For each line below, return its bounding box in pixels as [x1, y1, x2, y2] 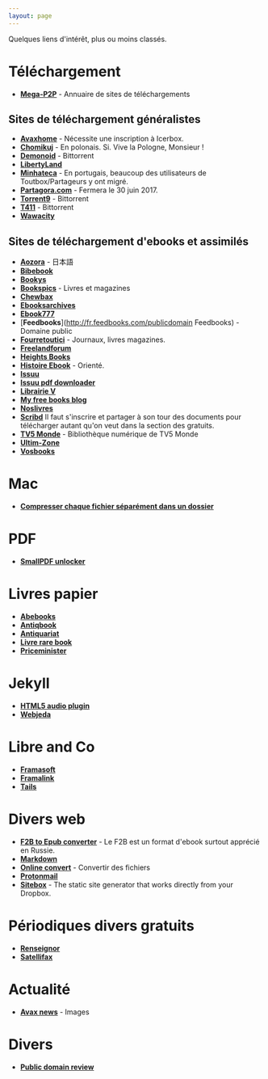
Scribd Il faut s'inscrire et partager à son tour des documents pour [19, 412, 242, 422]
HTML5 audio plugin [19, 701, 90, 710]
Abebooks [19, 612, 57, 621]
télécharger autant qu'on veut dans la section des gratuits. [19, 421, 215, 431]
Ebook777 [19, 309, 55, 319]
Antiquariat [19, 629, 60, 639]
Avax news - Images [19, 1007, 90, 1017]
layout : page [8, 11, 52, 20]
